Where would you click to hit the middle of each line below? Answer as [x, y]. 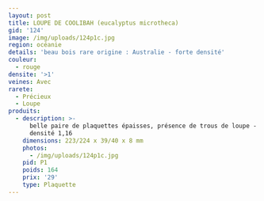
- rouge [28, 67]
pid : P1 [35, 163]
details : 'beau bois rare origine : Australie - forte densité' [117, 52]
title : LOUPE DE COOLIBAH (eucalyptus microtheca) [94, 23]
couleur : [23, 60]
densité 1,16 [51, 133]
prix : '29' [40, 178]
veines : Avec [30, 82]
